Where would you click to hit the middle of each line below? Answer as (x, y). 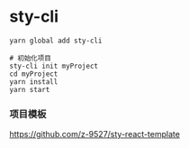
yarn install (34, 82)
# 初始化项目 (30, 58)
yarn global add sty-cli (56, 41)
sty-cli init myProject (54, 66)
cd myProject (34, 74)
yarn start (30, 89)
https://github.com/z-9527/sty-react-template (94, 134)
